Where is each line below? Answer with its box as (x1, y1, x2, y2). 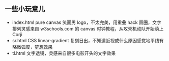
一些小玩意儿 (5, 5, 45, 14)
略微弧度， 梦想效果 (12, 44, 53, 50)
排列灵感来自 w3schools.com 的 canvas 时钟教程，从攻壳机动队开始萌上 (12, 25, 164, 32)
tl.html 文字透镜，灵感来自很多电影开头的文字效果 (12, 50, 116, 56)
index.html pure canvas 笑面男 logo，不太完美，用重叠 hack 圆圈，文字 (12, 19, 161, 25)
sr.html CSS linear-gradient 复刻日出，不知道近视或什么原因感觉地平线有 (12, 37, 164, 43)
